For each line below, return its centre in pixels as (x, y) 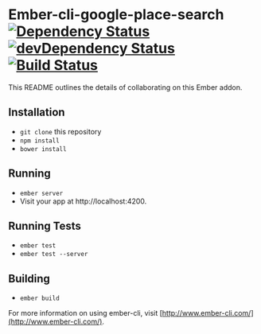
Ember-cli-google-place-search (116, 15)
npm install (39, 141)
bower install (43, 149)
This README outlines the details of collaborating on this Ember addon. (125, 87)
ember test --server (54, 254)
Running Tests (45, 225)
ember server (41, 193)
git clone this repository (60, 131)
